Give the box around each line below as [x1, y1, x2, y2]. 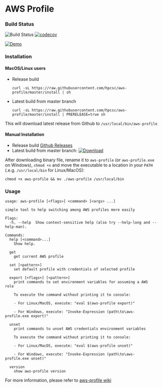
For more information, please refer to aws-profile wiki [5, 377, 112, 383]
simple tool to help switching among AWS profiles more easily [5, 207, 135, 212]
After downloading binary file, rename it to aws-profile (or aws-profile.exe [5, 157, 155, 163]
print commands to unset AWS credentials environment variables [14, 326, 146, 331]
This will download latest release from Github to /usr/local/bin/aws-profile [5, 120, 158, 126]
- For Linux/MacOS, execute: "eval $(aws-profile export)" [14, 301, 135, 306]
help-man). [5, 224, 27, 229]
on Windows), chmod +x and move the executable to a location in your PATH [5, 162, 153, 168]
